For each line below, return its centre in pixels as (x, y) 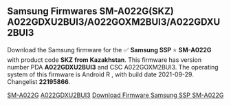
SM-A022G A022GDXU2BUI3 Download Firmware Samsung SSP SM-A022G (115, 95)
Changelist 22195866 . (39, 81)
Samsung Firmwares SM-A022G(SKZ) (90, 11)
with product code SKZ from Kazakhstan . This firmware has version (104, 60)
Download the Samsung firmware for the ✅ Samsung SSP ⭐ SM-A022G (109, 50)
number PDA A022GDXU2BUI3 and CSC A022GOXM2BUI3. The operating (113, 67)
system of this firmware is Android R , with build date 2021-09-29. (100, 74)
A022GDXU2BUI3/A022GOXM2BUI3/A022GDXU (114, 22)
